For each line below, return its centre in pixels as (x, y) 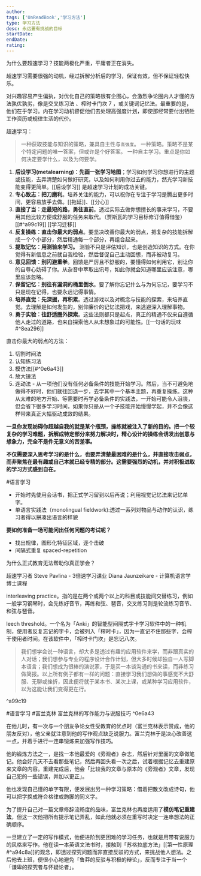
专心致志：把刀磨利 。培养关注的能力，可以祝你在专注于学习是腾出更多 (101, 194)
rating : (16, 46)
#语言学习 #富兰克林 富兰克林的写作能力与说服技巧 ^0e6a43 (80, 713)
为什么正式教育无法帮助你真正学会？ (51, 563)
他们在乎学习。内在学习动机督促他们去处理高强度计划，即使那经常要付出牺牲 (100, 111)
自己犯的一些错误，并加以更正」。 (47, 776)
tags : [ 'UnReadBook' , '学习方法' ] (46, 17)
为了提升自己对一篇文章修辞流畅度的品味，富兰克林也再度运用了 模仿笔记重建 (100, 809)
